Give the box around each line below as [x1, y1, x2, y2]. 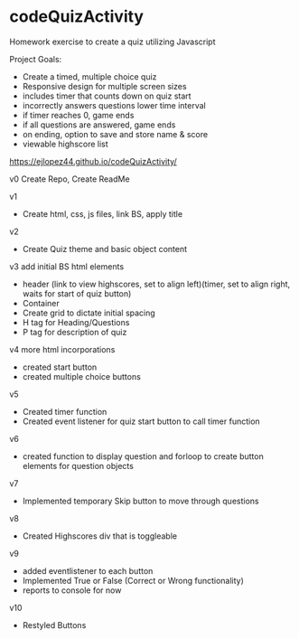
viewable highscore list [22, 138, 108, 149]
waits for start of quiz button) [22, 287, 132, 299]
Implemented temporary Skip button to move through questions [22, 495, 259, 506]
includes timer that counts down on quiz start [22, 90, 192, 101]
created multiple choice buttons [22, 371, 142, 381]
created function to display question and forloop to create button [22, 450, 264, 462]
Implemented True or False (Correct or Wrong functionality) [22, 575, 244, 586]
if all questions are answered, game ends [22, 119, 176, 130]
